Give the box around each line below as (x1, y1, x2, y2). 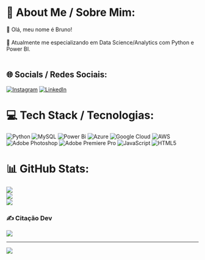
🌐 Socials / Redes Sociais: (6, 70, 108, 80)
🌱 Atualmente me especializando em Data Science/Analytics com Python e (6, 39, 194, 46)
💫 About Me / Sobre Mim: (6, 6, 135, 20)
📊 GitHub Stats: (6, 162, 90, 176)
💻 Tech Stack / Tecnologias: (6, 108, 154, 122)
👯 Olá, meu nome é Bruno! (6, 26, 73, 33)
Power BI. (6, 45, 31, 53)
